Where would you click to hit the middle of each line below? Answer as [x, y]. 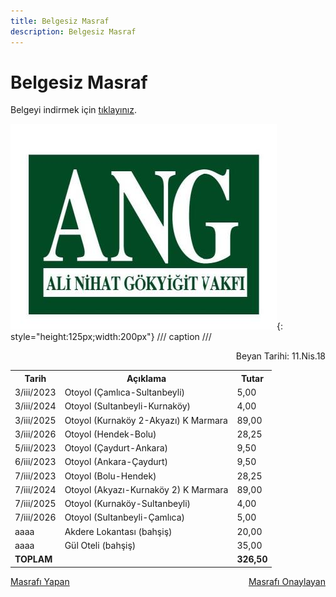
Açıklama [146, 378]
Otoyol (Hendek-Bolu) [110, 434]
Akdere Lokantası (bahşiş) [118, 531]
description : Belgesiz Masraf [73, 31]
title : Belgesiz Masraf [60, 21]
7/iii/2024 [35, 489]
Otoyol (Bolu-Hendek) [110, 476]
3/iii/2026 [35, 434]
